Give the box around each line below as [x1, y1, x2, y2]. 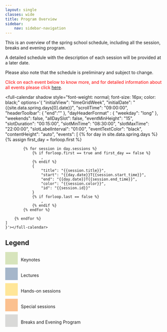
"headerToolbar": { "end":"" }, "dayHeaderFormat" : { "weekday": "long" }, [5, 110, 158, 116]
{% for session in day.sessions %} [23, 146, 97, 151]
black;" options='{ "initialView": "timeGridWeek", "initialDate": [5, 99, 132, 105]
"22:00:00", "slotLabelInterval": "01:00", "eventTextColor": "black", [5, 126, 142, 132]
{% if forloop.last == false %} [31, 194, 99, 200]
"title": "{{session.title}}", [40, 168, 106, 173]
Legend [5, 238, 29, 247]
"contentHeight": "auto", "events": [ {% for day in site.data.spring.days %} [5, 131, 158, 137]
